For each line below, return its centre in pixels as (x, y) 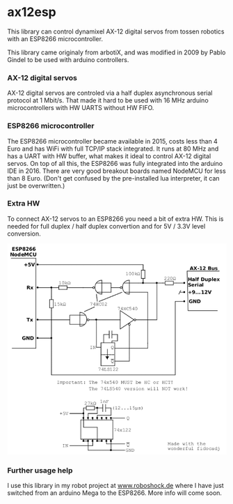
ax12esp (32, 12)
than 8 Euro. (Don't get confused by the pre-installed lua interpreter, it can (114, 178)
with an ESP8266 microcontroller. (55, 38)
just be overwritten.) (36, 185)
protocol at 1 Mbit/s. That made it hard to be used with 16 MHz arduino (108, 100)
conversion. (24, 234)
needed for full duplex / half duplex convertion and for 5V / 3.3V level (106, 226)
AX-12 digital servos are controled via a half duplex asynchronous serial (110, 93)
